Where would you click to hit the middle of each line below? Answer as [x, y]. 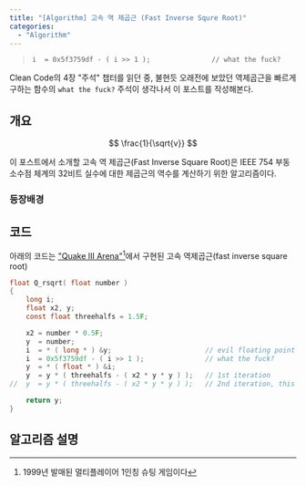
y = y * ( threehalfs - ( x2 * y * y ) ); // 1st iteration [148, 376]
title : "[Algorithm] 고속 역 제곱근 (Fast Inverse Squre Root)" [128, 18]
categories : [32, 26]
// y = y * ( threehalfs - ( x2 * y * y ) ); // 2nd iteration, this [153, 384]
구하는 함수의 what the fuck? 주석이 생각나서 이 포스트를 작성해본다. [132, 89]
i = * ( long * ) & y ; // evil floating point [161, 350]
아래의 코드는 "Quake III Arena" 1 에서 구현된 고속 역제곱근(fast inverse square [149, 254]
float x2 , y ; [51, 308]
